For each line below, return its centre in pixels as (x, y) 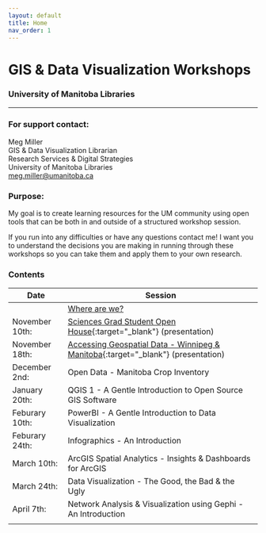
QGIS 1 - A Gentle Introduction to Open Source (156, 389)
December (32, 367)
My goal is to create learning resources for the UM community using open (129, 213)
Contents (27, 274)
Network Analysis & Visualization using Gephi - (156, 504)
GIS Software (92, 400)
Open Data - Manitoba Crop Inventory (139, 372)
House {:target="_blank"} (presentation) (141, 332)
